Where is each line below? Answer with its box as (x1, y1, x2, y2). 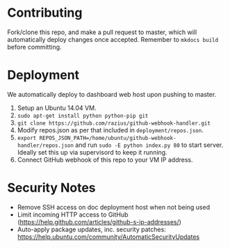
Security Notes (7, 180, 96, 196)
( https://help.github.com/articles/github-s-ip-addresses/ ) (17, 217, 182, 226)
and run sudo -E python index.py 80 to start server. (75, 141, 224, 149)
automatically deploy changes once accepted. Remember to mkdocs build (7, 35, 219, 43)
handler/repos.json (17, 141, 74, 149)
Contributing (7, 5, 83, 21)
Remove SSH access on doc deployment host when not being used (17, 203, 211, 211)
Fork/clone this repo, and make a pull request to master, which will (7, 28, 197, 36)
